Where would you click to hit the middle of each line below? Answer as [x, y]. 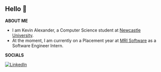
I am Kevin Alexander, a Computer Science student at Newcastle [76, 30]
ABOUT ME [16, 20]
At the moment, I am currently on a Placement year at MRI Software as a [84, 40]
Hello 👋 [16, 9]
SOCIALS [15, 55]
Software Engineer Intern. [38, 45]
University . [23, 35]
